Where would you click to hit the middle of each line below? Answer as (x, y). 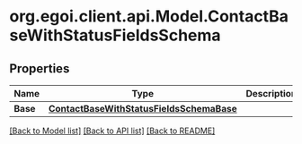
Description (271, 93)
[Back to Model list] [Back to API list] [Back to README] (112, 131)
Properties (40, 68)
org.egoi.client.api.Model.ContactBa (149, 17)
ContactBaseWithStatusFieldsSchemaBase (142, 109)
